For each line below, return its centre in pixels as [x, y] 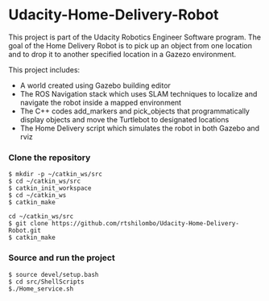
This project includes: [44, 69]
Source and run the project [62, 258]
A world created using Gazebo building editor [95, 85]
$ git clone [28, 224]
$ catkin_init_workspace [50, 188]
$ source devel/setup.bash [54, 274]
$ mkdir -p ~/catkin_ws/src [56, 175]
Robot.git [25, 231]
